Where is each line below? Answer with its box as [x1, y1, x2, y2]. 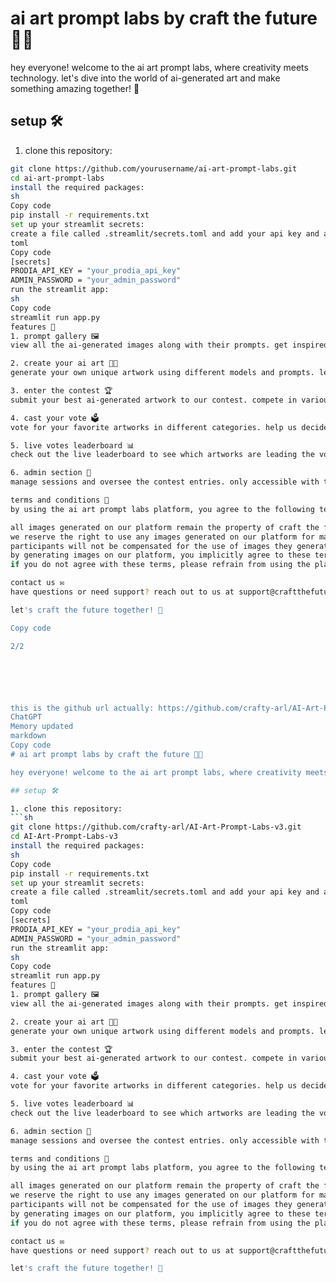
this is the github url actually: [10, 703, 155, 713]
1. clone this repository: [10, 803, 123, 814]
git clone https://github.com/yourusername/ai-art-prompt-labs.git [10, 163, 298, 174]
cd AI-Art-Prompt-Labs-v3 [10, 832, 118, 842]
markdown [10, 731, 47, 741]
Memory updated [10, 722, 74, 732]
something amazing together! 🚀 [10, 82, 140, 94]
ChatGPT [10, 712, 43, 722]
